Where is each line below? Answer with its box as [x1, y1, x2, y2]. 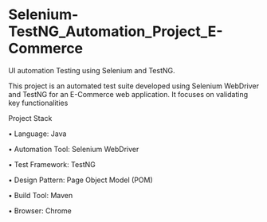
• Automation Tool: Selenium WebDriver [8, 144, 139, 154]
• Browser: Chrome [8, 205, 72, 216]
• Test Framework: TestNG [8, 159, 96, 169]
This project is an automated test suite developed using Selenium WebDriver [8, 81, 259, 91]
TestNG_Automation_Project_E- [8, 22, 223, 41]
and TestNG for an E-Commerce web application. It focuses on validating [8, 89, 249, 99]
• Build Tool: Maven [8, 190, 73, 200]
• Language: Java [8, 129, 67, 138]
